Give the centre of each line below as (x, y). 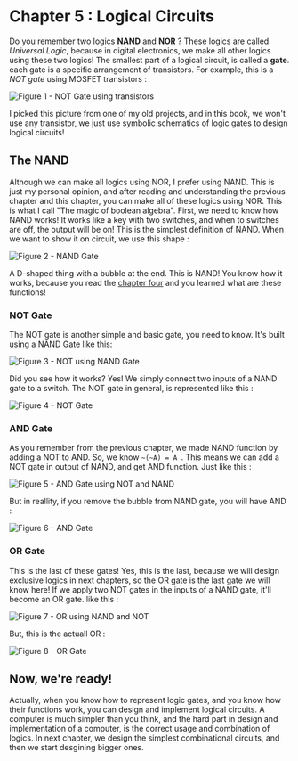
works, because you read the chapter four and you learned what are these (145, 282)
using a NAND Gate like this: (61, 344)
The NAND (39, 161)
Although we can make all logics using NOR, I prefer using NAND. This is (142, 182)
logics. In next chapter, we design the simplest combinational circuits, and (145, 738)
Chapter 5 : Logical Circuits (112, 16)
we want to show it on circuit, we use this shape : (99, 239)
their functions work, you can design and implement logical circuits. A (137, 709)
